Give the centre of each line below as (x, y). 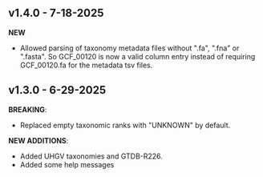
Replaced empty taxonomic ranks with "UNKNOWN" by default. (125, 125)
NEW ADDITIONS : (38, 140)
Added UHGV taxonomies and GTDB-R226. (91, 156)
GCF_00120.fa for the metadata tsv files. (86, 65)
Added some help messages (67, 164)
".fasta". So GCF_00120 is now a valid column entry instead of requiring (138, 56)
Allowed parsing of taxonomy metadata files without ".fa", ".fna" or (129, 48)
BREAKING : (28, 109)
